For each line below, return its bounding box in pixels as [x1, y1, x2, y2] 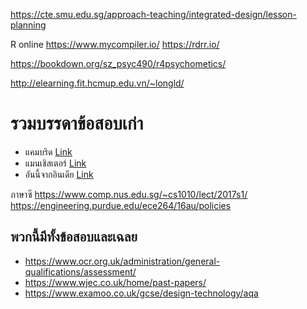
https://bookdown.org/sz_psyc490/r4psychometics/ [10, 58, 227, 69]
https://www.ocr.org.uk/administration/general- [24, 255, 221, 267]
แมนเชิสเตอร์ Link [24, 157, 87, 169]
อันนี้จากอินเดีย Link [24, 168, 94, 180]
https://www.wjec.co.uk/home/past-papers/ [24, 276, 207, 288]
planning [10, 19, 47, 31]
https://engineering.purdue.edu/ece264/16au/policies [10, 199, 232, 211]
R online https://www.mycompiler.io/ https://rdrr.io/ [10, 39, 220, 50]
